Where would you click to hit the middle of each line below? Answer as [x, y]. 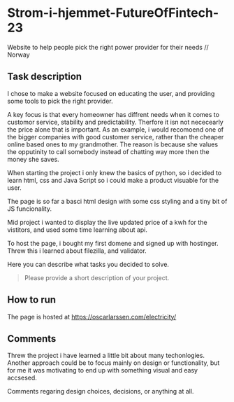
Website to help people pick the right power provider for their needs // [108, 47]
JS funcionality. [30, 209]
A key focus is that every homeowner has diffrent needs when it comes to [114, 114]
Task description [45, 77]
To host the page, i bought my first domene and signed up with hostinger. [113, 243]
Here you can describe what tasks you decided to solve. [88, 264]
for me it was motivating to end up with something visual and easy [102, 370]
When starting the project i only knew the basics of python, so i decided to [115, 172]
